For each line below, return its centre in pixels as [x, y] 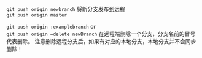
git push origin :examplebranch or [51, 27]
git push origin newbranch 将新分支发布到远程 [66, 9]
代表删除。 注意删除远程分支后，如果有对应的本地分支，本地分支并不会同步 [101, 41]
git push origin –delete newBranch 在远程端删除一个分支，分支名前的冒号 [101, 34]
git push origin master [37, 15]
